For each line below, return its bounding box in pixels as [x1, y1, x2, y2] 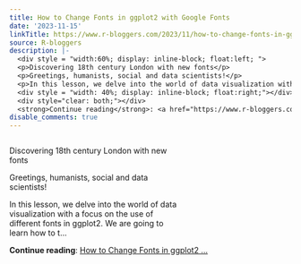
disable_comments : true [9, 113, 99, 122]
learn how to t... [9, 227, 67, 238]
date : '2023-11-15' [9, 21, 82, 30]
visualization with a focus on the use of [9, 209, 154, 219]
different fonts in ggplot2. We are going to [9, 218, 164, 229]
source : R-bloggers [9, 38, 82, 47]
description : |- [9, 47, 70, 55]
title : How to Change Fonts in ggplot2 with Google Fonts [9, 13, 230, 22]
